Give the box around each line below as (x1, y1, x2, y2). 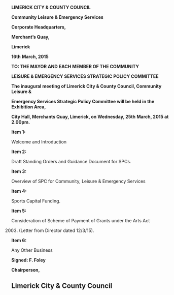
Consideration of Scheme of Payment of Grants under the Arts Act (11, 218, 150, 223)
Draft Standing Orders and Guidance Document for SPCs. (11, 159, 131, 164)
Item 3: (11, 168, 27, 174)
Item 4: (11, 188, 27, 194)
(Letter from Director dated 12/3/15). (18, 227, 94, 233)
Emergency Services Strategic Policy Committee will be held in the (11, 99, 155, 104)
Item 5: (11, 208, 26, 214)
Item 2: (11, 149, 27, 155)
